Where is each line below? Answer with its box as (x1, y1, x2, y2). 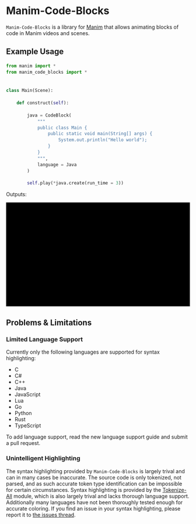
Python (14, 410, 32, 417)
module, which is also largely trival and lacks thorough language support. (13, 492, 190, 499)
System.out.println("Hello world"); (58, 137, 148, 143)
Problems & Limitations (6, 318, 92, 328)
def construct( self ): (16, 100, 69, 106)
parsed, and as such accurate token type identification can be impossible (6, 480, 183, 487)
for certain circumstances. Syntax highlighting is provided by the (6, 486, 162, 493)
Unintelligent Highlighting (6, 454, 80, 463)
